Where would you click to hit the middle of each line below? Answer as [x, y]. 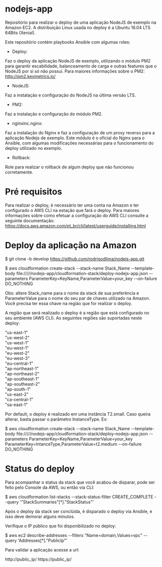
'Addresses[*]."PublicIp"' [43, 540]
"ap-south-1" [18, 389]
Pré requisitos [34, 192]
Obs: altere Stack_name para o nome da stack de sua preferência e [72, 293]
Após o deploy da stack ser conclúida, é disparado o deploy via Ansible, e [79, 511]
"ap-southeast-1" [22, 379]
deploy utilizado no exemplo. [34, 148]
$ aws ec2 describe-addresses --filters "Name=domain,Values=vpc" [74, 535]
